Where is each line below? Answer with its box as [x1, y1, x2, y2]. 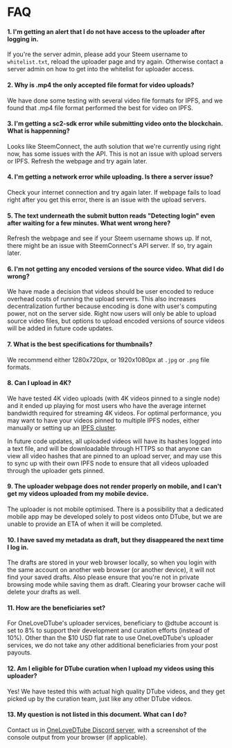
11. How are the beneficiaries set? [7, 603, 106, 612]
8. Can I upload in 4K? [7, 379, 71, 387]
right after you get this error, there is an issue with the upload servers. [7, 195, 206, 204]
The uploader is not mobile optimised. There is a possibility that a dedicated [7, 505, 224, 513]
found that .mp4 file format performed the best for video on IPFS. [7, 103, 194, 112]
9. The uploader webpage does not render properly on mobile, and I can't [7, 482, 222, 490]
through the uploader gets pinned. [7, 466, 105, 474]
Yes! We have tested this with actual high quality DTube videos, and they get [7, 687, 225, 695]
